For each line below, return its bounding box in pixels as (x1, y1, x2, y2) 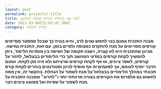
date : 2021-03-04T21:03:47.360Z (5, 20, 70, 25)
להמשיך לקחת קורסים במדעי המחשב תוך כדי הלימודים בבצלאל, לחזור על (5, 53, 146, 59)
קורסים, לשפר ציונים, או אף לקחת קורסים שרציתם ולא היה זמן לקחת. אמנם (5, 59, 149, 64)
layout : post (5, 7, 31, 12)
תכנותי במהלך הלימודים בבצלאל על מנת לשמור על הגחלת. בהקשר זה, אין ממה (5, 69, 156, 75)
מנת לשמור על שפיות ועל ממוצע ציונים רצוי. (5, 79, 88, 85)
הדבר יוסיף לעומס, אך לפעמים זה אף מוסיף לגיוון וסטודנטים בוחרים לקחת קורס (5, 64, 156, 70)
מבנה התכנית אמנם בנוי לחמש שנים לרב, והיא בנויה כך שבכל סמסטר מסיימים (5, 38, 154, 44)
